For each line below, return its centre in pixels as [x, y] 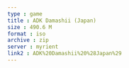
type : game [25, 14]
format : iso [27, 34]
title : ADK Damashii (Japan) [52, 21]
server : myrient [33, 47]
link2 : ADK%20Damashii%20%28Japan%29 [64, 54]
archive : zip [28, 40]
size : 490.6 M [30, 27]
